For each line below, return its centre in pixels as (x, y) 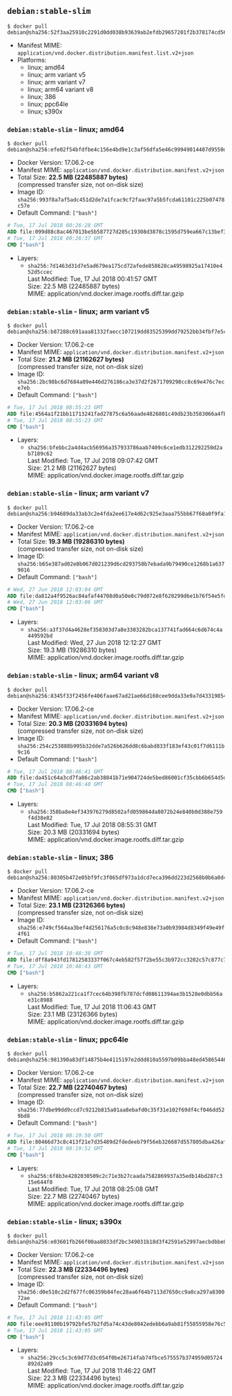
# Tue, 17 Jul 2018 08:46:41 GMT (55, 772)
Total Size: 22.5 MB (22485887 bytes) (72, 177)
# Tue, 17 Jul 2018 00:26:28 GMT (55, 226)
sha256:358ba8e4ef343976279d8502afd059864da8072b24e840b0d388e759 (125, 812)
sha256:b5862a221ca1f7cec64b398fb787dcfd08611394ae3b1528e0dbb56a (125, 994)
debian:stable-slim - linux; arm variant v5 (78, 311)
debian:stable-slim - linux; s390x (65, 1222)
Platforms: (32, 60)
